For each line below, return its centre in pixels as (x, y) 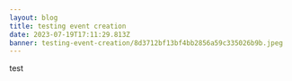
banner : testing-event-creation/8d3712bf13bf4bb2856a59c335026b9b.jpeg (146, 43)
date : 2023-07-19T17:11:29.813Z (70, 34)
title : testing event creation (68, 26)
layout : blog (34, 18)
